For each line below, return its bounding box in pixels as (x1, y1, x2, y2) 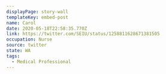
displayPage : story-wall (6, 8, 69, 15)
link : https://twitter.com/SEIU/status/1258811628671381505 (6, 31, 161, 37)
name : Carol (6, 20, 36, 26)
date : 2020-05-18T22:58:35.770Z (6, 25, 87, 32)
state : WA (6, 48, 31, 54)
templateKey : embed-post (6, 14, 69, 20)
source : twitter (6, 42, 47, 48)
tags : (6, 53, 20, 59)
